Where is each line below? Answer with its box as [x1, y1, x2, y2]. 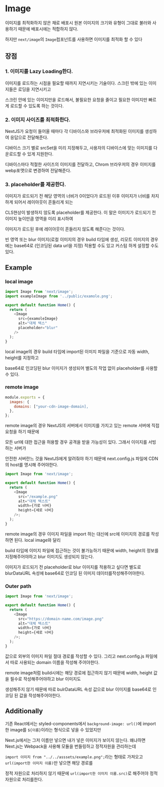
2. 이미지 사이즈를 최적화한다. [5, 116, 70, 123]
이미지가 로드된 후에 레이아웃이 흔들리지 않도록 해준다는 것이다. [5, 226, 126, 232]
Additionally [5, 707, 43, 715]
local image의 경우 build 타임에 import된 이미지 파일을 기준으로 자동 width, [5, 349, 149, 355]
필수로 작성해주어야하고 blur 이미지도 [10, 676, 81, 682]
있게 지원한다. [27, 151, 54, 157]
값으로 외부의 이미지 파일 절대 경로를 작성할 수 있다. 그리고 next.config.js [5, 653, 144, 659]
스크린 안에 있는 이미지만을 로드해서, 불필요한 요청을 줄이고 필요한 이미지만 [5, 97, 148, 102]
